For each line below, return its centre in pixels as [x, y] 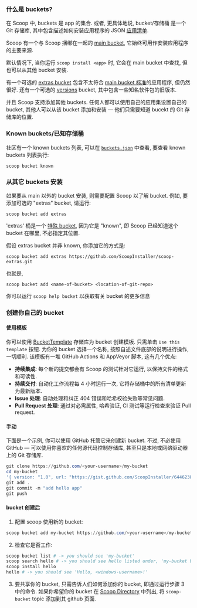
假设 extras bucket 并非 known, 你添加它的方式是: [66, 245]
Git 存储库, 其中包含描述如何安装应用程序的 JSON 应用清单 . [77, 30]
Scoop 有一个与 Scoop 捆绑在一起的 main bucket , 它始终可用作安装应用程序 [97, 43]
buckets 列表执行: [28, 155]
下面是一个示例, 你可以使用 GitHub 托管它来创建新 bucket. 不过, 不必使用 [94, 440]
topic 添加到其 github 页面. [64, 599]
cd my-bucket [22, 472]
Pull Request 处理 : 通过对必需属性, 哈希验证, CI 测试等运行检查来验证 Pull [103, 406]
